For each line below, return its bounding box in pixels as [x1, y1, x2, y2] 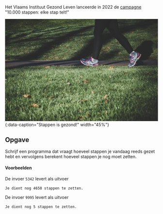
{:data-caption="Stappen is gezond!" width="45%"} [5, 122, 109, 127]
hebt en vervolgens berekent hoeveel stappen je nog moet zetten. [5, 154, 137, 160]
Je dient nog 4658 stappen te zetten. [5, 186, 83, 191]
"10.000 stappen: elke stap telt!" [5, 9, 69, 15]
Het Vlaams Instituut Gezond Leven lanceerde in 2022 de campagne [5, 4, 142, 10]
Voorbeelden [5, 165, 32, 171]
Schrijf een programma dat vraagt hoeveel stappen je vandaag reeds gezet [5, 148, 155, 155]
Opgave [5, 136, 30, 144]
